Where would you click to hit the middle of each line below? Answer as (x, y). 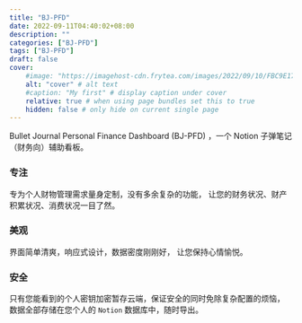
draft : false (34, 59)
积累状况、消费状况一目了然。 (64, 205)
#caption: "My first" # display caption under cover (126, 92)
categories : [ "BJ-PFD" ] (54, 43)
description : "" (40, 34)
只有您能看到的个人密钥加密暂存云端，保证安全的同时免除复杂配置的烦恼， (147, 299)
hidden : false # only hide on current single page (122, 109)
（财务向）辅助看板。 (49, 147)
